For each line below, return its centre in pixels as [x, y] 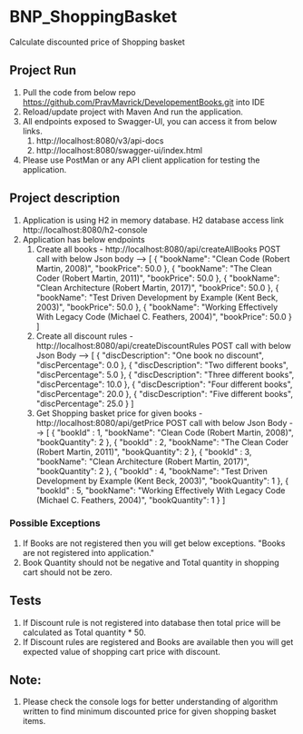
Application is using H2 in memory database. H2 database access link [153, 220]
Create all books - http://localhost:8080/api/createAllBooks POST [158, 249]
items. [34, 721]
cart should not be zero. [68, 572]
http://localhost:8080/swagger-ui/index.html [119, 150]
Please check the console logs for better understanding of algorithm [150, 702]
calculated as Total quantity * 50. [84, 632]
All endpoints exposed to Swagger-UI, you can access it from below [150, 121]
